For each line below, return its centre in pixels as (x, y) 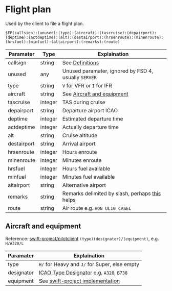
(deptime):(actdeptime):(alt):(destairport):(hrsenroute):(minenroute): (84, 37)
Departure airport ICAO (90, 110)
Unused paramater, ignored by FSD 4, (108, 71)
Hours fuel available (86, 168)
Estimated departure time (93, 118)
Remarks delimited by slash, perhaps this (112, 193)
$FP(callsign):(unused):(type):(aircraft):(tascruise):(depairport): (81, 33)
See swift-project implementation (79, 281)
